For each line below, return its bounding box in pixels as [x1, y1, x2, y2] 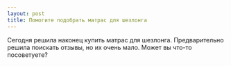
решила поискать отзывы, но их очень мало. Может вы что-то [7, 43, 192, 51]
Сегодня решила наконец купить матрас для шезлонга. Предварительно [7, 35, 224, 44]
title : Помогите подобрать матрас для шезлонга [7, 17, 148, 24]
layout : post [7, 10, 45, 17]
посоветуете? [7, 50, 49, 59]
